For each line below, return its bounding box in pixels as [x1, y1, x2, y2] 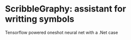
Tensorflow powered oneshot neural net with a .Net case [5, 29, 118, 35]
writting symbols [5, 13, 74, 25]
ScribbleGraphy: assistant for [5, 3, 127, 14]
